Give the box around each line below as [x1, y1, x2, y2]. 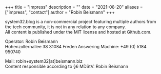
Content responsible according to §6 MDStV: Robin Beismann [5, 63, 128, 69]
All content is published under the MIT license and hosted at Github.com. [5, 29, 152, 35]
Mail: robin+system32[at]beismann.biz [5, 58, 83, 64]
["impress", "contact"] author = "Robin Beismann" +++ [5, 9, 115, 15]
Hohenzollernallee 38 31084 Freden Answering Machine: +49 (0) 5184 [5, 44, 147, 49]
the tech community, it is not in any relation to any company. [5, 24, 126, 30]
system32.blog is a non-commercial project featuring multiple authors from [5, 19, 156, 24]
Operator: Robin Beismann [5, 38, 58, 44]
